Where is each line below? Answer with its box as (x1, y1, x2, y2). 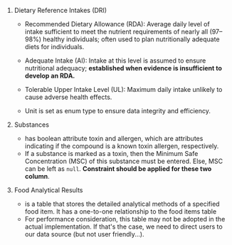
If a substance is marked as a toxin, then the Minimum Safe (24, 150, 199, 157)
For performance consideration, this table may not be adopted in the (24, 215, 226, 223)
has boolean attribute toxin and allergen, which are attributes (24, 135, 204, 142)
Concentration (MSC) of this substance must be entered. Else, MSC (24, 157, 223, 165)
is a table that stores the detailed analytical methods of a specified (24, 199, 220, 208)
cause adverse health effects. (24, 93, 112, 101)
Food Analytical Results (14, 186, 83, 194)
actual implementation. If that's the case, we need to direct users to (24, 222, 223, 231)
